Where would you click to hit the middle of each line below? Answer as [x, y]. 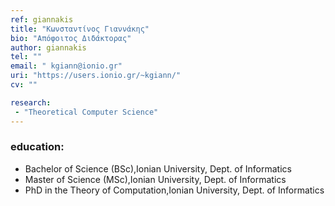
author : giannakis [48, 47]
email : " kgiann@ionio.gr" [66, 66]
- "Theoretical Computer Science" [86, 112]
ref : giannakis [42, 19]
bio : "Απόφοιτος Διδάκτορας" [71, 38]
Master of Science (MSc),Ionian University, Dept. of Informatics [155, 179]
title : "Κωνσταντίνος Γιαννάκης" [80, 29]
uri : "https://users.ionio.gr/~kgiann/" [96, 76]
